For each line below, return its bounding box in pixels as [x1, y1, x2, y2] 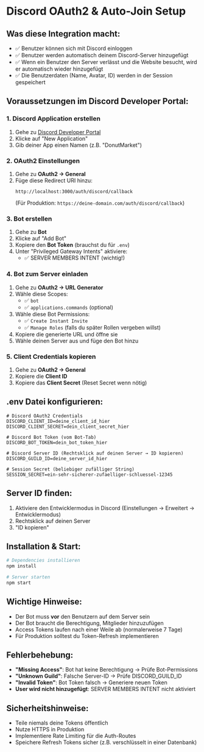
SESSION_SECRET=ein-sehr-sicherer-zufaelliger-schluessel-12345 [6, 471, 173, 478]
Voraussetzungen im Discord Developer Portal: [6, 96, 189, 107]
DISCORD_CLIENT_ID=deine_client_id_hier [6, 418, 111, 424]
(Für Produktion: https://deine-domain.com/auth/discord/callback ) [15, 199, 185, 207]
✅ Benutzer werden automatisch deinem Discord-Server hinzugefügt [15, 52, 189, 59]
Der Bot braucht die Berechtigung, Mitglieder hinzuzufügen [15, 619, 164, 626]
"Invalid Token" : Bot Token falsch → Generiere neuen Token [15, 679, 167, 686]
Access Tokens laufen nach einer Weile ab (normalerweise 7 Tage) [15, 626, 183, 633]
